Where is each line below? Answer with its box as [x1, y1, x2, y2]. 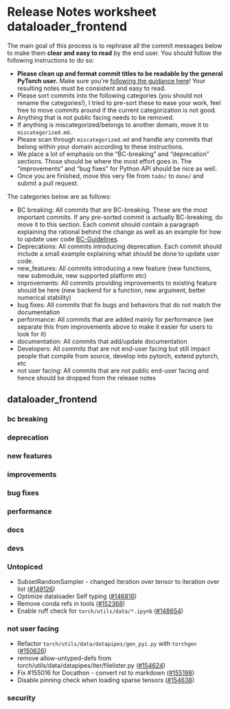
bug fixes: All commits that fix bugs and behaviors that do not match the [16, 301, 221, 309]
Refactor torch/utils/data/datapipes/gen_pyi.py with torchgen [16, 640, 197, 648]
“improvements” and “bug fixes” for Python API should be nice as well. [16, 164, 218, 173]
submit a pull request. [16, 179, 79, 187]
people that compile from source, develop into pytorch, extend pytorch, [16, 351, 220, 360]
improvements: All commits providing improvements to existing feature [16, 279, 218, 287]
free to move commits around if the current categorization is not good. [16, 106, 217, 114]
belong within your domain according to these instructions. [16, 142, 184, 151]
